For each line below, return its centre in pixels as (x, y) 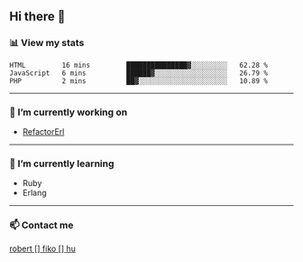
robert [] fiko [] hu (43, 248)
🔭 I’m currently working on (69, 112)
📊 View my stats (47, 43)
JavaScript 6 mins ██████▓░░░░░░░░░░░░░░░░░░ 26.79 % (139, 73)
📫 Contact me (41, 225)
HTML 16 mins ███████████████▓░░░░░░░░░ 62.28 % (139, 65)
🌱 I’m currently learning (62, 164)
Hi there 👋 (37, 17)
